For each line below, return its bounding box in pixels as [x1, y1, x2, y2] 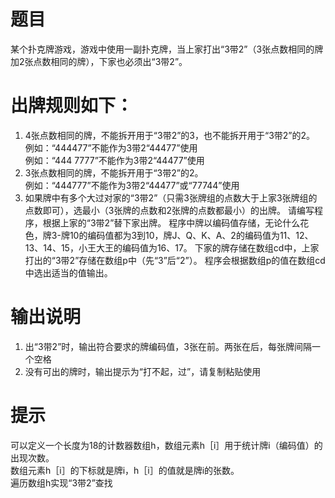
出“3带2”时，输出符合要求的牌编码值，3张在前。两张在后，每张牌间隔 [24, 340, 312, 352]
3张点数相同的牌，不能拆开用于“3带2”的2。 [24, 166, 204, 179]
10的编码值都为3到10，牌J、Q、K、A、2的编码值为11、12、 [69, 229, 314, 241]
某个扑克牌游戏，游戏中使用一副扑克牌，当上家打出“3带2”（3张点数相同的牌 [10, 43, 324, 55]
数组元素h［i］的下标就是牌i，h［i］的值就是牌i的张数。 [10, 464, 240, 476]
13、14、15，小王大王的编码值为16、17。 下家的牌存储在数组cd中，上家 [24, 241, 320, 254]
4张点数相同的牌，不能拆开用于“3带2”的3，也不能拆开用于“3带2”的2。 [24, 129, 316, 141]
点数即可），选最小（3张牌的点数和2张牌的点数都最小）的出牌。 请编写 [24, 204, 315, 216]
